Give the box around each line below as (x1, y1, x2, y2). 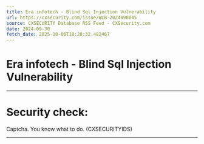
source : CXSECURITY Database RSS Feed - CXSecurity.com (6, 20, 151, 26)
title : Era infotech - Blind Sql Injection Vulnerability (6, 8, 156, 15)
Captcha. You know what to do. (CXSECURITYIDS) (6, 125, 132, 133)
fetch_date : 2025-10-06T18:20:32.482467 (6, 31, 110, 38)
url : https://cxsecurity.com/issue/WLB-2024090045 (6, 15, 137, 21)
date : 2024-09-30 (6, 25, 50, 32)
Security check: (6, 105, 89, 119)
